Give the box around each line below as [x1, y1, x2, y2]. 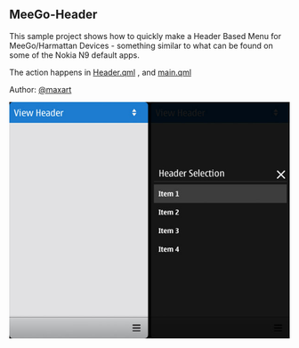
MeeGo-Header [9, 7, 98, 22]
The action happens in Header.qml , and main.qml [9, 67, 192, 77]
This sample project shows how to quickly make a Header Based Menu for [9, 30, 282, 41]
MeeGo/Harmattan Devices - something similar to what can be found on [9, 40, 273, 51]
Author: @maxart [9, 84, 72, 94]
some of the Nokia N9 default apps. [9, 49, 140, 61]
